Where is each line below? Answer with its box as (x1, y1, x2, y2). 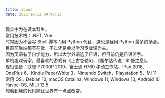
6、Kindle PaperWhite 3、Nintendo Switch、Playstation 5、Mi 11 (24, 70, 157, 76)
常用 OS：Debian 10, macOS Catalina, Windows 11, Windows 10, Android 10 (5, 76, 160, 82)
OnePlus (5, 70, 23, 76)
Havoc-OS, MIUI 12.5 (5, 82, 49, 88)
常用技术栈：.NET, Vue (5, 32, 53, 38)
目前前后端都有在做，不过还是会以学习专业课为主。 (5, 45, 111, 51)
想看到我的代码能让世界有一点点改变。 (5, 88, 84, 94)
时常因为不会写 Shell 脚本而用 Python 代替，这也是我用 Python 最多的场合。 (5, 38, 162, 45)
